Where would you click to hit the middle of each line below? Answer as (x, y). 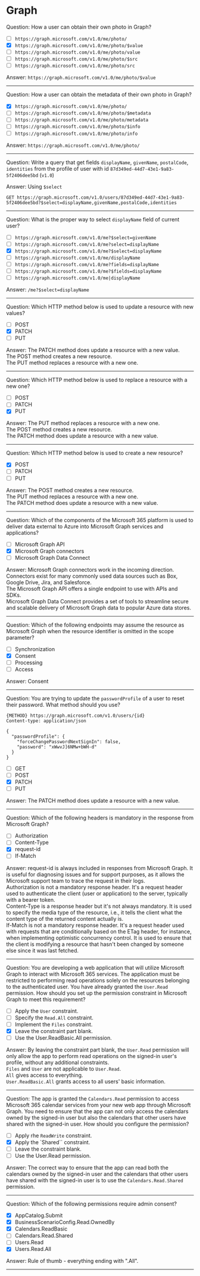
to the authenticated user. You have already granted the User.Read (87, 987)
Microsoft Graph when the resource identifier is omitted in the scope (90, 631)
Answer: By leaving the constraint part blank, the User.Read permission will (98, 1050)
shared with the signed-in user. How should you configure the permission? (98, 1124)
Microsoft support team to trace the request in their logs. (76, 880)
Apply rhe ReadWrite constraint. (53, 1135)
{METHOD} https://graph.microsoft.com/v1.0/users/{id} (76, 716)
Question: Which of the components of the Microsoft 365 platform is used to (100, 520)
